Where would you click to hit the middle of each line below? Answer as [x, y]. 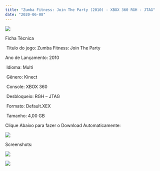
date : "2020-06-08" [25, 14]
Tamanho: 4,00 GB [25, 115]
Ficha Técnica [19, 38]
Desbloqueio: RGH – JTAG [33, 96]
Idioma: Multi [20, 67]
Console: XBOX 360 [27, 86]
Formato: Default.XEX [28, 106]
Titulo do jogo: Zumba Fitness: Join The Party [53, 47]
